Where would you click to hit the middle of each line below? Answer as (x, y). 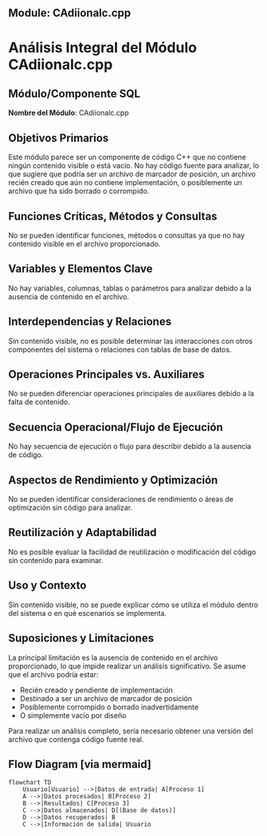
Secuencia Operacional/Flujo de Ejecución (116, 427)
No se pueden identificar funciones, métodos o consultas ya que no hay (127, 235)
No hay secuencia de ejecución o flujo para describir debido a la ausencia (130, 447)
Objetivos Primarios (59, 138)
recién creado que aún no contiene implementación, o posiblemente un (126, 183)
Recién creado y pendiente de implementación (96, 690)
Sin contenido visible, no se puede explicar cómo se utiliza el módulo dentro (133, 605)
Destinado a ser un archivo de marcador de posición (106, 698)
